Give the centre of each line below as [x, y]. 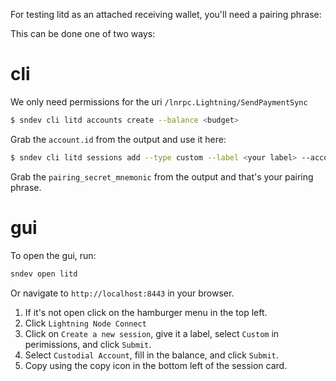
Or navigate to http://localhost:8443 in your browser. [122, 293]
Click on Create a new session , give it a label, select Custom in [152, 333]
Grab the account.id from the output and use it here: [118, 139]
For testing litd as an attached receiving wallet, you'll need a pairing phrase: [166, 14]
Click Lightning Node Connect [85, 323]
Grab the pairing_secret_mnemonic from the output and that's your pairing [162, 176]
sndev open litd [44, 274]
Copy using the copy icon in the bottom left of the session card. [156, 365]
